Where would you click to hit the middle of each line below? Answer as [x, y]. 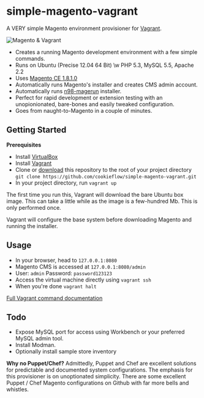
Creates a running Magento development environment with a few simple [106, 52]
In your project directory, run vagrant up [66, 183]
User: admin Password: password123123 [63, 273]
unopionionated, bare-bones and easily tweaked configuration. [95, 104]
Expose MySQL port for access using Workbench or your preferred [100, 332]
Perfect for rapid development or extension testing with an [89, 98]
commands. [30, 58]
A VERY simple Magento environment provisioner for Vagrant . [84, 28]
